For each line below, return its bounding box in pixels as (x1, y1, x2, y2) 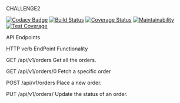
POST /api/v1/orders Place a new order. (6, 79, 102, 86)
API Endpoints (6, 34, 41, 40)
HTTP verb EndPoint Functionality (6, 45, 88, 52)
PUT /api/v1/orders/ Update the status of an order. (6, 91, 128, 97)
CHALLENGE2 (6, 5, 41, 12)
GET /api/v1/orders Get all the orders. (6, 57, 96, 63)
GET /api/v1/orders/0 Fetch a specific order (6, 68, 111, 75)
